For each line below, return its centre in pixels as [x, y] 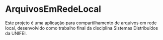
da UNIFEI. [16, 33]
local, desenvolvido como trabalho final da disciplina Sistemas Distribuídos [81, 28]
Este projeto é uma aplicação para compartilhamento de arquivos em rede [81, 23]
